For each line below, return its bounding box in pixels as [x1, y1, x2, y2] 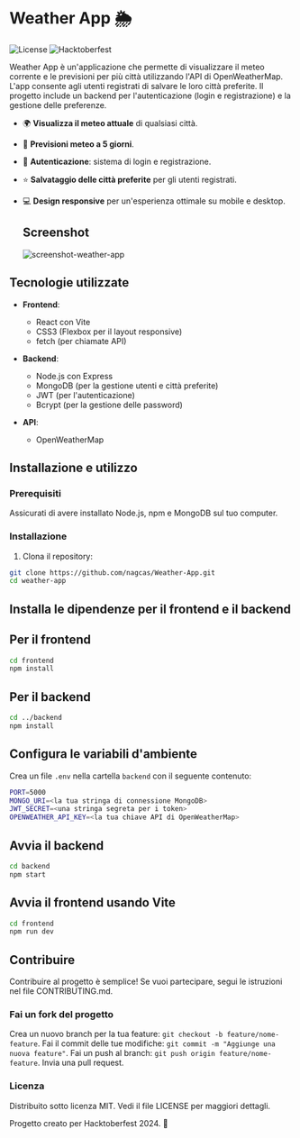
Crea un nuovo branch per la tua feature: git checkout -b [9, 1029, 223, 1040]
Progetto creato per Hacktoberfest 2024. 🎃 [9, 1117, 168, 1128]
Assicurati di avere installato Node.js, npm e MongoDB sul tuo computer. [9, 507, 278, 519]
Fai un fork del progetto [9, 1007, 114, 1020]
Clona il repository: [22, 551, 93, 561]
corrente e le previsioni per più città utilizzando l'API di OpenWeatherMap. [9, 70, 284, 82]
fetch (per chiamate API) [35, 335, 127, 346]
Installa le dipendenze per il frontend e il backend [9, 601, 291, 616]
